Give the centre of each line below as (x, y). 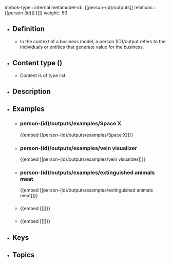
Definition (28, 29)
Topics (23, 254)
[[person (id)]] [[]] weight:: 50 (36, 13)
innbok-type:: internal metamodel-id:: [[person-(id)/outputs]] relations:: (80, 7)
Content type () (37, 63)
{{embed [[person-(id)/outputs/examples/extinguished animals (87, 190)
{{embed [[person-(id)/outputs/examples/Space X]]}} (77, 135)
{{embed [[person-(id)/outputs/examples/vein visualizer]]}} (83, 159)
